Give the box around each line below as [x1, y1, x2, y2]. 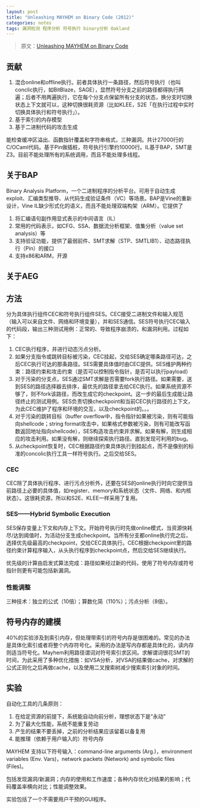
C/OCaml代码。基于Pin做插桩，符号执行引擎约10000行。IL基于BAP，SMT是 [6, 144, 192, 151]
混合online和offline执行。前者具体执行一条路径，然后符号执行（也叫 [14, 79, 182, 86]
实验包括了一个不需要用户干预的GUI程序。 [6, 795, 110, 803]
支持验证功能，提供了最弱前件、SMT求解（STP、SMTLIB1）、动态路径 [14, 237, 186, 244]
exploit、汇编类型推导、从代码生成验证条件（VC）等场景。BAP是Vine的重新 [6, 195, 192, 202]
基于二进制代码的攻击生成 [14, 124, 78, 131]
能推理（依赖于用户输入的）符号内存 [14, 735, 104, 742]
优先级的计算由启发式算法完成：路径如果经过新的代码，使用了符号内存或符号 [6, 559, 194, 566]
